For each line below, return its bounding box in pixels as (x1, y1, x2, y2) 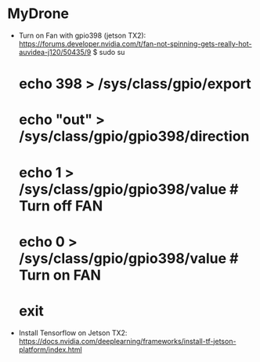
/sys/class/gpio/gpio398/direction (18, 127, 250, 145)
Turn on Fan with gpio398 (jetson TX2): (18, 31, 146, 40)
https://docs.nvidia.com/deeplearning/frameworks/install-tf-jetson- (18, 336, 237, 346)
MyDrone (7, 5, 70, 23)
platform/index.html (18, 345, 83, 354)
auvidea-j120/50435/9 (18, 47, 92, 57)
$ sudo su (92, 47, 125, 57)
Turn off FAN (18, 197, 103, 214)
